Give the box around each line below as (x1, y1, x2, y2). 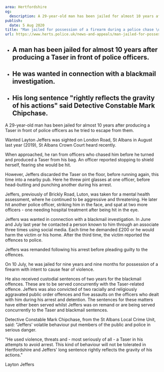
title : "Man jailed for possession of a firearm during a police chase (5, 27, 154, 32)
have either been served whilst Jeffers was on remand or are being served (5, 302, 155, 307)
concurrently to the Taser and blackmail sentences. (5, 307, 108, 313)
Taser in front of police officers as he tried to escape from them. (5, 127, 134, 133)
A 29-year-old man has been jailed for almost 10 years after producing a (5, 122, 150, 128)
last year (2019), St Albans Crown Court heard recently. (5, 142, 116, 148)
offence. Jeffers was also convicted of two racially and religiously (5, 286, 137, 292)
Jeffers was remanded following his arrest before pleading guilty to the (5, 246, 148, 252)
